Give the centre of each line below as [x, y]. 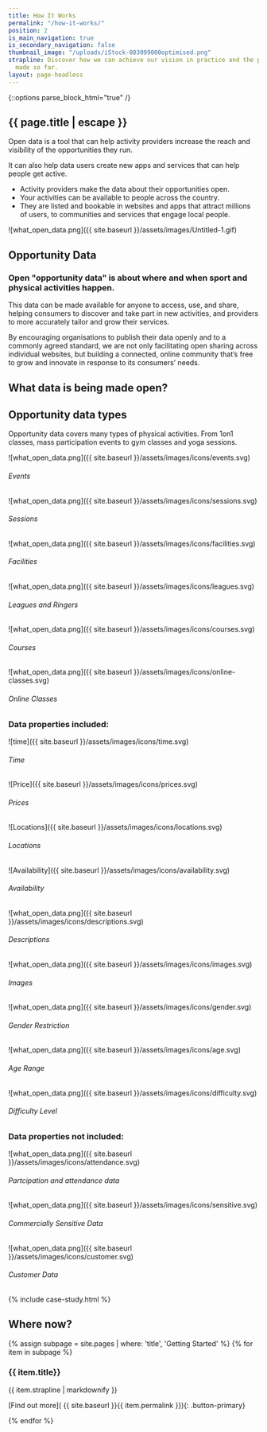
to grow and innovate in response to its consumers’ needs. [104, 363]
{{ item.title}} [35, 1372]
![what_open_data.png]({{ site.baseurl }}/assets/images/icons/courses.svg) [132, 629]
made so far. [37, 68]
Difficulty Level [33, 1111]
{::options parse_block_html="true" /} [70, 97]
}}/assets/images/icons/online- [185, 672]
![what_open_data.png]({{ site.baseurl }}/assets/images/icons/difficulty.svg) [133, 1093]
